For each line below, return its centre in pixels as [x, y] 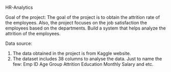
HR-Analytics [19, 7]
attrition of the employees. [33, 33]
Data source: [19, 43]
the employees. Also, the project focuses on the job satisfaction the [76, 23]
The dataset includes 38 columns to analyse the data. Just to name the [87, 59]
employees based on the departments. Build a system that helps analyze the [86, 28]
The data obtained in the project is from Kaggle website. [72, 53]
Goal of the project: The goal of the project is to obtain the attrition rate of [83, 17]
